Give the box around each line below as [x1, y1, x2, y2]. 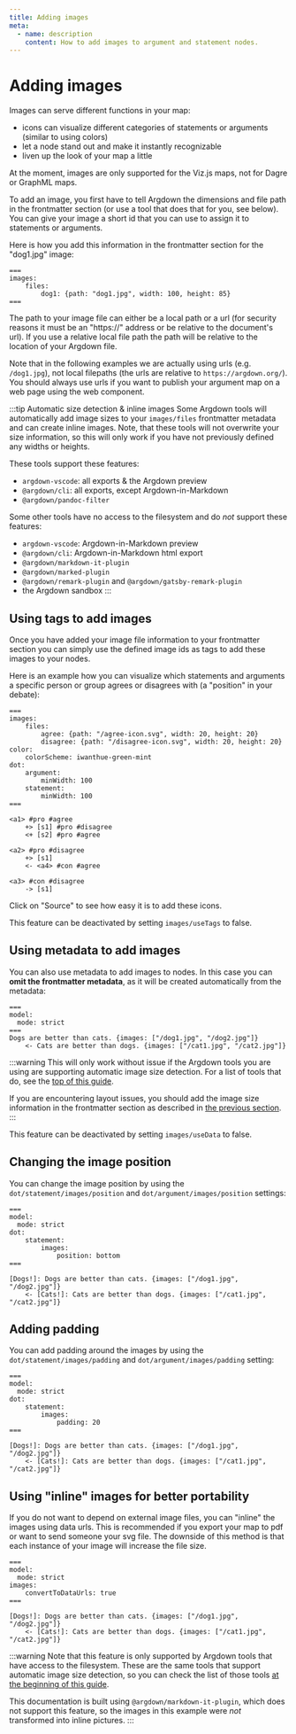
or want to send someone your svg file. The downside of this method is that [9, 1531, 285, 1542]
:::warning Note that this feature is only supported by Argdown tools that [9, 1651, 273, 1661]
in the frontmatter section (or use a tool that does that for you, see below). [9, 204, 279, 214]
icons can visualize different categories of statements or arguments [21, 122, 269, 133]
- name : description [17, 29, 93, 38]
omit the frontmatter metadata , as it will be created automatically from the [9, 976, 282, 986]
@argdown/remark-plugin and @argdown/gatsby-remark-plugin [21, 576, 243, 587]
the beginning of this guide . [9, 1679, 110, 1690]
